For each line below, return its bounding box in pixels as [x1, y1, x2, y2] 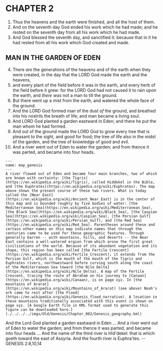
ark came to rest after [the [5, 290, 64, 295]
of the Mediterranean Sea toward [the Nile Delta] [5, 265, 110, 269]
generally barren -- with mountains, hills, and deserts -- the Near [5, 235, 149, 240]
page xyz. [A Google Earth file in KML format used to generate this [5, 303, 149, 308]
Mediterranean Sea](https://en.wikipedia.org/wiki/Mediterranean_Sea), [5, 205, 153, 210]
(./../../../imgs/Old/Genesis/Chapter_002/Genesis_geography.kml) [5, 311, 142, 316]
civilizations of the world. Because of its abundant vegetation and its [5, 243, 158, 248]
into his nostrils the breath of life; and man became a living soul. [12, 113, 140, 119]
